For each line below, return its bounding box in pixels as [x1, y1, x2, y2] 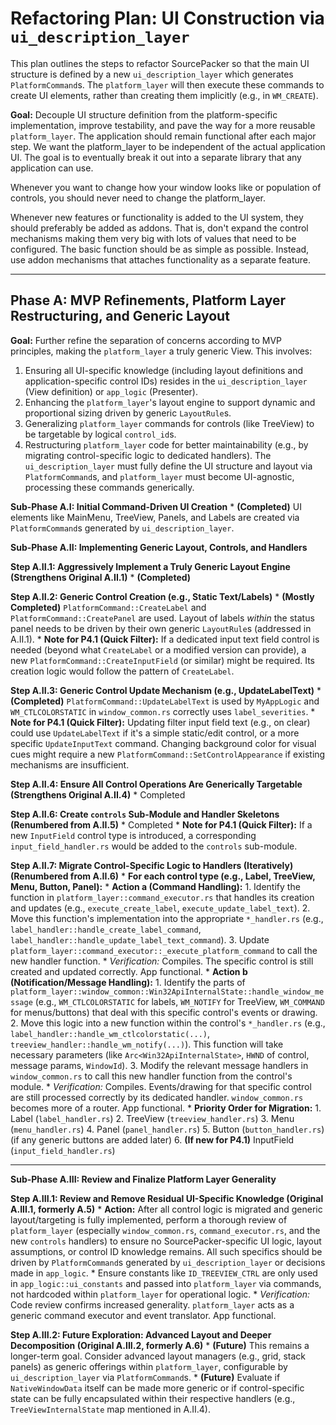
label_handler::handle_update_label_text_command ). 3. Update [10, 933, 270, 946]
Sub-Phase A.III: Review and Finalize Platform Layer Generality [10, 1173, 277, 1185]
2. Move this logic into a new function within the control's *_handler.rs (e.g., [10, 1017, 326, 1029]
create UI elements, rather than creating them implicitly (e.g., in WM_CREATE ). [10, 89, 319, 101]
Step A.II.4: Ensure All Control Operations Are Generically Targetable [10, 778, 303, 790]
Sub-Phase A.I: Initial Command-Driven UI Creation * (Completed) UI [10, 500, 302, 512]
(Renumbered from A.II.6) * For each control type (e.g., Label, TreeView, [10, 870, 316, 882]
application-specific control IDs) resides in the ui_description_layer [24, 375, 308, 387]
